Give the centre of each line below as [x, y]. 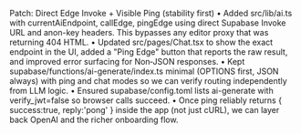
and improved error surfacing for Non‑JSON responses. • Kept [127, 62]
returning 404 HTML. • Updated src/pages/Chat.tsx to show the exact [141, 42]
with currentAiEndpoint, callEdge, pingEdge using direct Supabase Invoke [148, 23]
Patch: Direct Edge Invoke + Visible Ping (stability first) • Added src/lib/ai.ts [151, 13]
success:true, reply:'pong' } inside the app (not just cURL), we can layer [145, 110]
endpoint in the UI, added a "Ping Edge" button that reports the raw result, [149, 52]
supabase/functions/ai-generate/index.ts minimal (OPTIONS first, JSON [144, 71]
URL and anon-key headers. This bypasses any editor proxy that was [139, 32]
